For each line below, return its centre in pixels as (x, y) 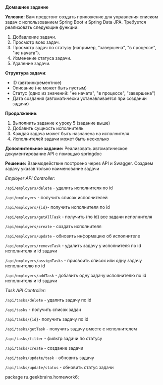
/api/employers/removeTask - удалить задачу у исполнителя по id (73, 246)
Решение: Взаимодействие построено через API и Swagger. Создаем (79, 163)
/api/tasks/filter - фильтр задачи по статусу (54, 338)
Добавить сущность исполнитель (48, 128)
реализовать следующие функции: (42, 27)
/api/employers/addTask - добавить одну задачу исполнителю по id (76, 275)
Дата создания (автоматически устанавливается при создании (80, 98)
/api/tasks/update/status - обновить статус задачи (59, 367)
